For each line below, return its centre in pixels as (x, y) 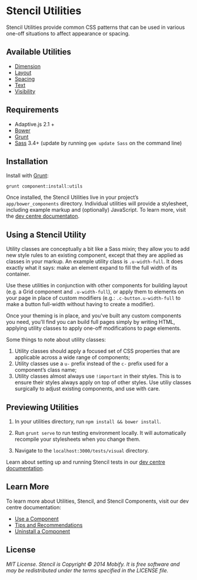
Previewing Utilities (42, 407)
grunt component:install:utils (44, 186)
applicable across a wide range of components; (72, 358)
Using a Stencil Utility (46, 235)
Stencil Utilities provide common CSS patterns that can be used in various (96, 27)
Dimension (28, 66)
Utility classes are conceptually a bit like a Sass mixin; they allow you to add (98, 249)
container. (18, 274)
